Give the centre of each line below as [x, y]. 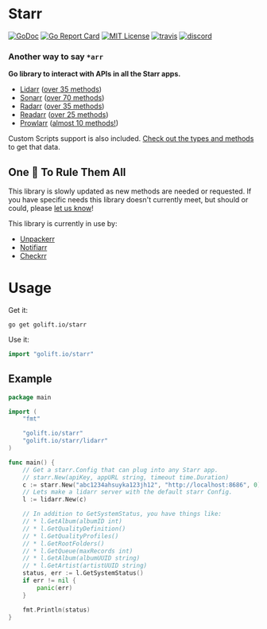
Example [30, 379]
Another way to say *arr [56, 57]
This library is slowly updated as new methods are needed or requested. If [130, 191]
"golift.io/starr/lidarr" [66, 441]
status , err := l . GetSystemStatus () [83, 573]
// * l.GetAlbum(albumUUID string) [81, 558]
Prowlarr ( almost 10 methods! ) [69, 123]
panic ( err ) [55, 588]
